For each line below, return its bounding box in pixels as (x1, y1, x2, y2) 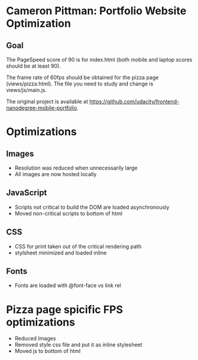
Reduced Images (14, 335, 56, 342)
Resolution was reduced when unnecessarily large (14, 164, 138, 171)
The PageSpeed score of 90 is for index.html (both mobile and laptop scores (6, 56, 193, 63)
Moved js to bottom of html (14, 348, 81, 355)
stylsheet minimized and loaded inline (14, 249, 107, 256)
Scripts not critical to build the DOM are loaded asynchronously (14, 203, 170, 211)
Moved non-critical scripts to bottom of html (14, 209, 123, 217)
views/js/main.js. (6, 87, 47, 93)
